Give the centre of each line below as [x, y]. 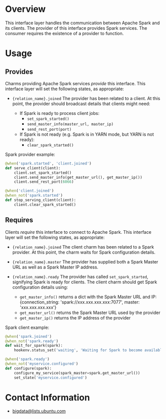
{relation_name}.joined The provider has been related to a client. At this [86, 98]
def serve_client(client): [33, 168]
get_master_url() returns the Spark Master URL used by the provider [90, 313]
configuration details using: [40, 287]
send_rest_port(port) [49, 129]
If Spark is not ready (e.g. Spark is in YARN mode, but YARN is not [87, 134]
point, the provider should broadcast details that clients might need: [81, 104]
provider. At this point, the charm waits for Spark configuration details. [84, 252]
